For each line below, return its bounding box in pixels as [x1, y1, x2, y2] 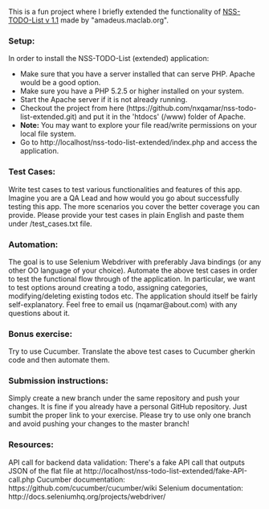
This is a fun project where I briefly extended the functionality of [8, 7, 222, 16]
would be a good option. [19, 78, 101, 88]
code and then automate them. [8, 355, 110, 365]
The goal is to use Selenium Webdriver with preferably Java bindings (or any [8, 257, 262, 266]
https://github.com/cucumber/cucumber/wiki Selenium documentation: [8, 482, 243, 493]
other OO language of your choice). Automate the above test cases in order [8, 265, 259, 275]
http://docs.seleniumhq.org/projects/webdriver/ [8, 491, 166, 501]
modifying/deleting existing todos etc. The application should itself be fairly [8, 291, 259, 301]
